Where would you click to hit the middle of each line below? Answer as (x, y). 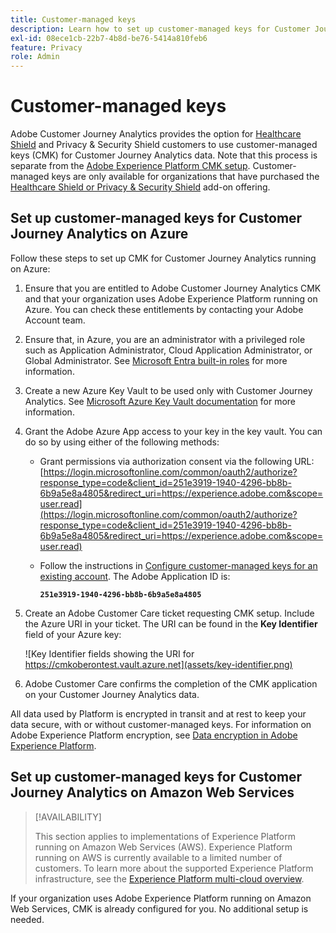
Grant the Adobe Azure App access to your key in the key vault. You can (173, 431)
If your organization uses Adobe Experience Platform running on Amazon (161, 898)
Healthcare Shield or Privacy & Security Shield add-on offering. (140, 187)
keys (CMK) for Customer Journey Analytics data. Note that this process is (164, 155)
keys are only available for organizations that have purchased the (185, 177)
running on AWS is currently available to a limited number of (158, 857)
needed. (27, 919)
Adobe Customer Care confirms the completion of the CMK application (171, 683)
